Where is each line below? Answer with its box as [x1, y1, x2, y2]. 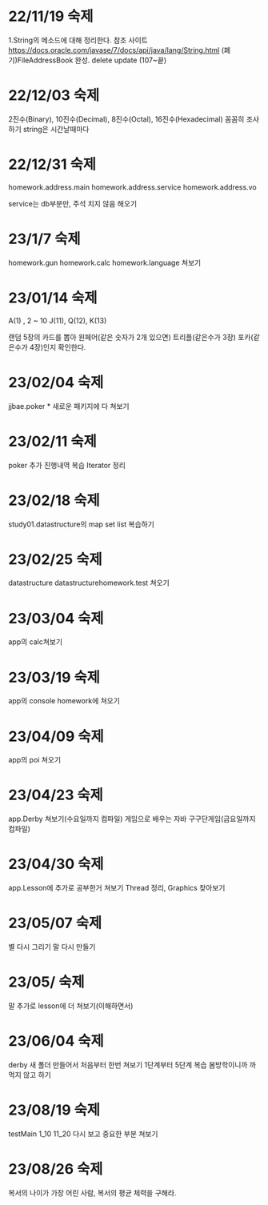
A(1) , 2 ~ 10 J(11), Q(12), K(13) [8, 315, 107, 325]
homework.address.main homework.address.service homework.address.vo [8, 182, 258, 192]
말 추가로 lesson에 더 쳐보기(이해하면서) [8, 1001, 134, 1011]
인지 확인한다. [42, 342, 86, 352]
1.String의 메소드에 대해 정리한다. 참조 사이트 [8, 35, 148, 45]
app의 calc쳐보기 [8, 637, 62, 647]
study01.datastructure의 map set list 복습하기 [8, 519, 154, 529]
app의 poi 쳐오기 [8, 755, 62, 765]
